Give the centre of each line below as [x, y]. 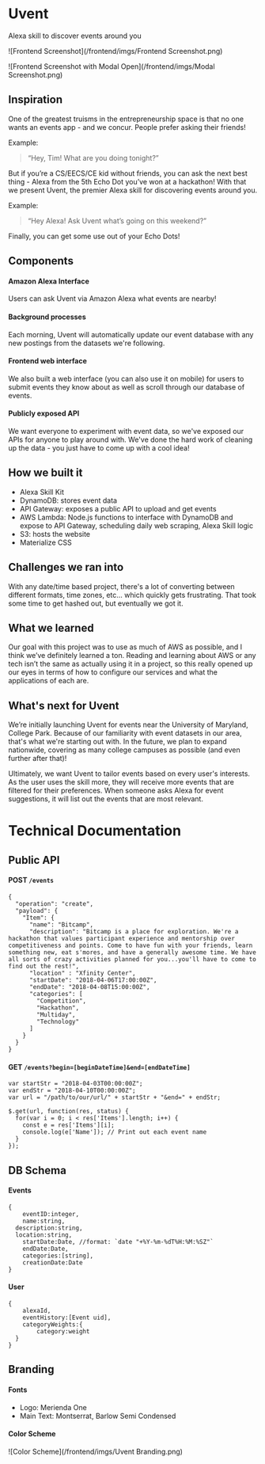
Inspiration [36, 100]
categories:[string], [58, 1256]
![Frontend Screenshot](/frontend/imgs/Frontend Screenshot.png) [115, 51]
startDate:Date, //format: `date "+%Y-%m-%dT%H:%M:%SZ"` [118, 1242]
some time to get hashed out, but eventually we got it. [96, 603]
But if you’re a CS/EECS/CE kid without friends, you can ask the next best [128, 173]
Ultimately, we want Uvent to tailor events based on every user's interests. [129, 774]
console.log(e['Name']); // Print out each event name [115, 1132]
